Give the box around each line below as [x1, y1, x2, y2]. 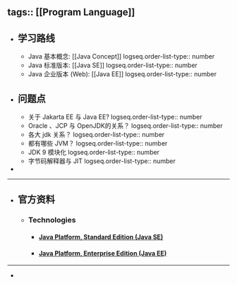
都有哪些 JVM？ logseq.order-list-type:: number [28, 139, 168, 148]
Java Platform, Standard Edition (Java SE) [38, 232, 164, 241]
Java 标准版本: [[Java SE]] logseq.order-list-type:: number [28, 61, 197, 70]
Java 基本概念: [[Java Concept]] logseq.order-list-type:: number [28, 52, 215, 61]
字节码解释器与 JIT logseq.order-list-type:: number [28, 157, 176, 165]
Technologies [28, 215, 76, 225]
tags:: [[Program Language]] [7, 6, 135, 18]
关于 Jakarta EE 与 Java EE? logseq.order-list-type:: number [28, 113, 202, 122]
